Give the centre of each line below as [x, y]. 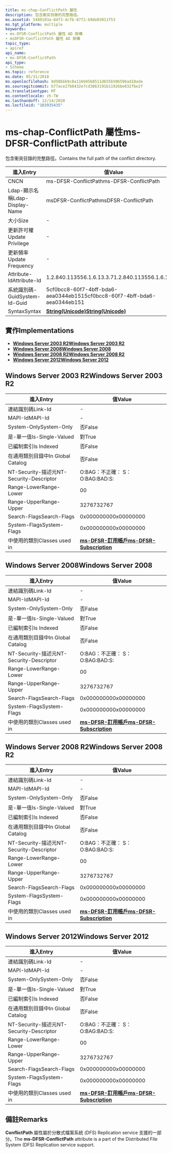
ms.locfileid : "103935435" [34, 106]
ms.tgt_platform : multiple [34, 24]
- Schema [15, 67]
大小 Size [18, 221]
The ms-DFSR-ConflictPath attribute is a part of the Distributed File [86, 1139]
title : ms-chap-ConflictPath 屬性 [41, 10]
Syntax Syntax [25, 312]
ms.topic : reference [27, 72]
